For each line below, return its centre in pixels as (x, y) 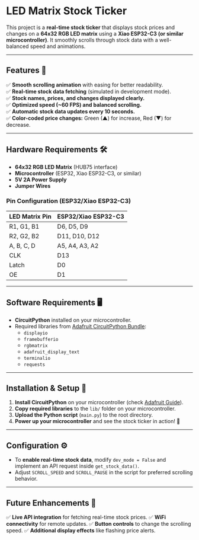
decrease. (18, 124)
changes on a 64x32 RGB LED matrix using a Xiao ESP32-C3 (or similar (95, 33)
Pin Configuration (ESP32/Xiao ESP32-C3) (69, 201)
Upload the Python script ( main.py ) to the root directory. (84, 415)
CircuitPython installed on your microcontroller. (73, 320)
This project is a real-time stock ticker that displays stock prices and (91, 27)
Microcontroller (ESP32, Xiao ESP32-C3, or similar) (78, 173)
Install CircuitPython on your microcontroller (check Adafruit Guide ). (99, 402)
